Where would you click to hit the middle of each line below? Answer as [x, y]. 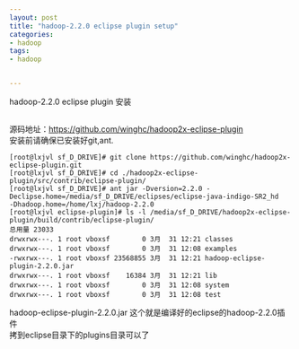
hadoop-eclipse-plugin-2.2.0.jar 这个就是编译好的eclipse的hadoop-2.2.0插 [147, 313]
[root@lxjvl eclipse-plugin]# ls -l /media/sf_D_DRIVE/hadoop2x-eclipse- [150, 213]
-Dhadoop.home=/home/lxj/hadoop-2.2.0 [82, 205]
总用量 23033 [31, 230]
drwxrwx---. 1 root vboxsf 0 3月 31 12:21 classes [121, 240]
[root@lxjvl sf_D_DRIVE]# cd [64, 173]
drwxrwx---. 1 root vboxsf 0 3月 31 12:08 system [119, 285]
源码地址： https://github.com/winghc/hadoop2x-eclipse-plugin [127, 129]
